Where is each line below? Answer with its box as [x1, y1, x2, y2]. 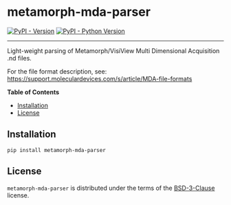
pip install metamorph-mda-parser [7, 147, 107, 153]
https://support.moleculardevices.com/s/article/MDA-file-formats [7, 74, 192, 83]
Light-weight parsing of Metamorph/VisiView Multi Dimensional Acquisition [7, 46, 220, 55]
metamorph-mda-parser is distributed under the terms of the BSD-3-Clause [7, 184, 215, 192]
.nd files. [7, 54, 32, 62]
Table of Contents [7, 87, 60, 96]
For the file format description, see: [7, 67, 107, 76]
